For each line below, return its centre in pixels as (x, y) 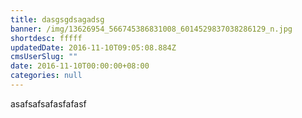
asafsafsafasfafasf (48, 103)
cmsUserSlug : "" (44, 57)
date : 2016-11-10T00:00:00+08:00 (80, 66)
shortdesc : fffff (46, 38)
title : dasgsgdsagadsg (57, 19)
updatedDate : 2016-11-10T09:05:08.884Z (93, 47)
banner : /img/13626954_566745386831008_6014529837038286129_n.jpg (151, 29)
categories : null (46, 76)
